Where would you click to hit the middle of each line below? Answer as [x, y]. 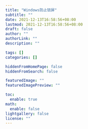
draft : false [19, 29]
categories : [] [21, 57]
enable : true [24, 99]
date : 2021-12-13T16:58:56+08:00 [41, 19]
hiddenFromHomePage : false [34, 67]
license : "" [18, 118]
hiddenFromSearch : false [32, 71]
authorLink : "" [21, 39]
